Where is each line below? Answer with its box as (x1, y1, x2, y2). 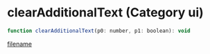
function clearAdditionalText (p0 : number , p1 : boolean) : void (7, 27, 191, 34)
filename (7, 40, 33, 48)
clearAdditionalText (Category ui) (7, 5, 204, 21)
